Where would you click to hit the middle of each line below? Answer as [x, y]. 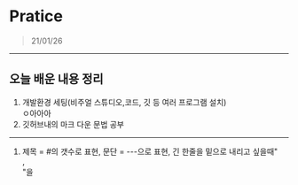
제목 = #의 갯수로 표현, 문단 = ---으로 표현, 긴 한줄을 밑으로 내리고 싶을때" [150, 151]
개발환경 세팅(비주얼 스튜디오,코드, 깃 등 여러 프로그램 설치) [124, 102]
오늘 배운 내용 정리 [56, 79]
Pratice [36, 16]
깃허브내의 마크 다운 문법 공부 [73, 124]
